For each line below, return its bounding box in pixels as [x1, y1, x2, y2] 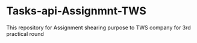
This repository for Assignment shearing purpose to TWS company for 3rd [6, 24, 191, 31]
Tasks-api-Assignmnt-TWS [6, 4, 146, 18]
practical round [6, 30, 44, 37]
